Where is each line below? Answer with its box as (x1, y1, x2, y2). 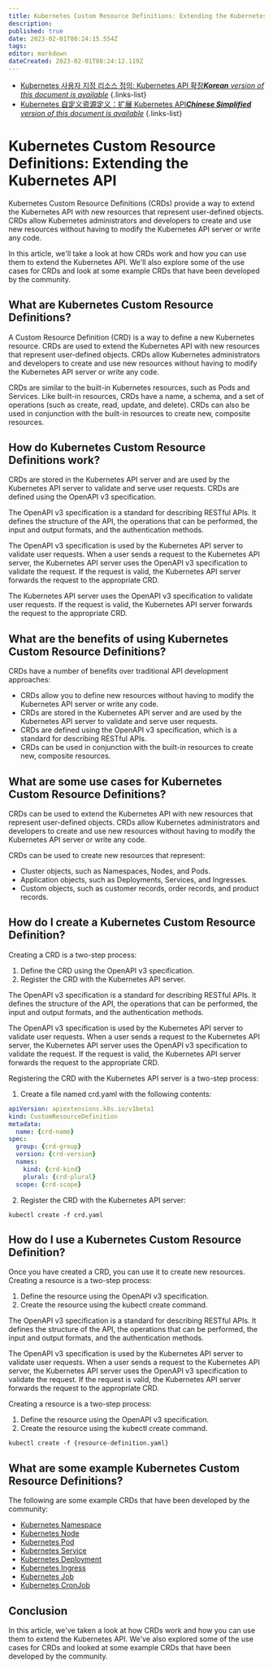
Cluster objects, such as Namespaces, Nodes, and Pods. (19, 866, 211, 876)
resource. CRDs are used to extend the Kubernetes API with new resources (8, 340, 260, 350)
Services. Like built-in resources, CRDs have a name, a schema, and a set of (8, 391, 264, 401)
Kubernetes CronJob (19, 1580, 91, 1590)
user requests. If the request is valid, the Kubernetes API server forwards (8, 600, 253, 609)
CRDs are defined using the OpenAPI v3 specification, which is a (19, 725, 237, 735)
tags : (8, 42, 27, 50)
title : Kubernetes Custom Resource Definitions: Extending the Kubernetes (8, 11, 267, 20)
